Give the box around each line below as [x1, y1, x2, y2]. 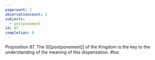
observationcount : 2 [5, 12, 48, 17]
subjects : [5, 16, 26, 21]
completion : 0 [5, 30, 35, 35]
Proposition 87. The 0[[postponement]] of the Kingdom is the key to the [5, 44, 151, 50]
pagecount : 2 [5, 7, 32, 12]
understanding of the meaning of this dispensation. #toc [5, 49, 119, 55]
